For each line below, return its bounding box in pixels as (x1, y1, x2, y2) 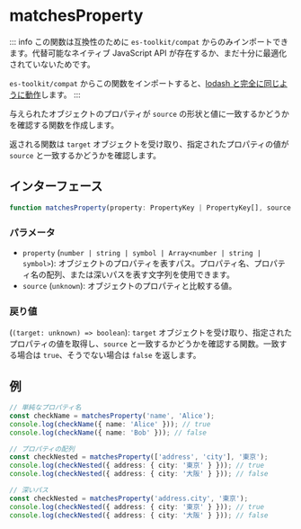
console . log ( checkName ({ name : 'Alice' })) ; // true (9, 419, 211, 428)
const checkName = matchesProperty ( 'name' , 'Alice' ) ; (9, 411, 216, 420)
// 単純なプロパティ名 (9, 403, 82, 412)
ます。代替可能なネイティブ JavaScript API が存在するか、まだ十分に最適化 (9, 47, 288, 58)
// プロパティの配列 (9, 444, 75, 453)
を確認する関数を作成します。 (9, 119, 120, 130)
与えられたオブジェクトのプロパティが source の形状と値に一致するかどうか (9, 108, 289, 119)
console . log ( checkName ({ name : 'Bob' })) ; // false (9, 428, 207, 437)
